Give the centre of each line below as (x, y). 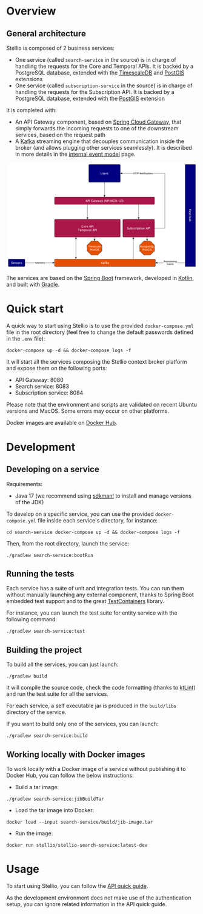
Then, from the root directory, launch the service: (68, 543)
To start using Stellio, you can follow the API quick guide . (77, 886)
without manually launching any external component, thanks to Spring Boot (100, 595)
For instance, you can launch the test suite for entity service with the (92, 613)
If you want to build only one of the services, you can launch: (82, 724)
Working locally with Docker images (76, 754)
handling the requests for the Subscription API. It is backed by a (95, 92)
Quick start (35, 309)
